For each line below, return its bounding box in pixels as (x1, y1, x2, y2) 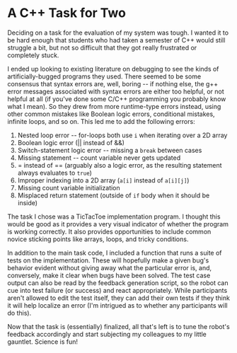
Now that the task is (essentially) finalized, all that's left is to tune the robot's (7, 322, 230, 330)
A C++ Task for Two (7, 5, 126, 21)
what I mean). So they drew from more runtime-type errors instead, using (7, 102, 221, 110)
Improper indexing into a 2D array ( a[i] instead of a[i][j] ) (17, 175, 190, 185)
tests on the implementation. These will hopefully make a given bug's (7, 256, 209, 265)
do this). (7, 308, 32, 317)
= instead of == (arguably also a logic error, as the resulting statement (17, 161, 222, 169)
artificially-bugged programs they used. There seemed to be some (7, 72, 202, 81)
